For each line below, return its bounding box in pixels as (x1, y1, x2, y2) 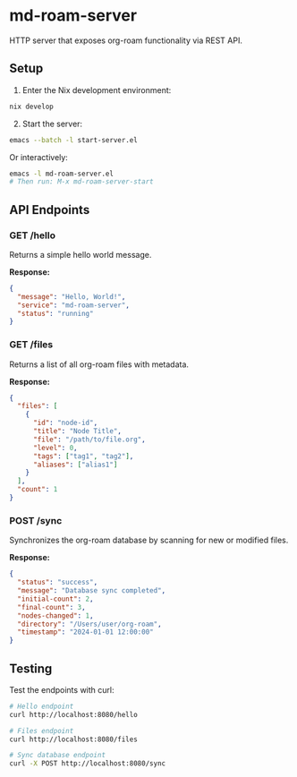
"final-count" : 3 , (17, 602, 87, 611)
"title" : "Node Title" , (32, 427, 123, 436)
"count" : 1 (17, 485, 58, 494)
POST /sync (9, 514, 63, 526)
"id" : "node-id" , (32, 418, 98, 428)
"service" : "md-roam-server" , (17, 301, 130, 310)
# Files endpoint (9, 726, 74, 735)
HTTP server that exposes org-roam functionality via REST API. (9, 35, 243, 46)
